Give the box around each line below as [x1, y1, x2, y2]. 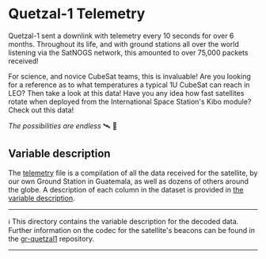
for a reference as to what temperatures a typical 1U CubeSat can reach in [8, 80, 250, 90]
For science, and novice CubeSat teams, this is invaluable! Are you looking [8, 71, 252, 81]
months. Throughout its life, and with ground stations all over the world [8, 39, 239, 48]
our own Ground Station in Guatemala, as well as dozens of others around [8, 176, 249, 186]
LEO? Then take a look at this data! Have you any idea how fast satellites [8, 88, 245, 97]
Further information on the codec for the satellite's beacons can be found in [8, 225, 256, 234]
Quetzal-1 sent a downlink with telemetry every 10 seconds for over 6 [8, 31, 234, 40]
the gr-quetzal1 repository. [8, 234, 95, 243]
